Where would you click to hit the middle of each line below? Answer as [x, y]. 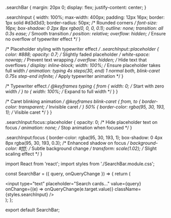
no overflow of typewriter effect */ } [43, 39]
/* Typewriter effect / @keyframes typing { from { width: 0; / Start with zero [85, 86]
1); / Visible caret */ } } [29, 112]
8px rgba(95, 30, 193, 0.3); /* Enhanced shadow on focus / [67, 143]
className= [128, 189]
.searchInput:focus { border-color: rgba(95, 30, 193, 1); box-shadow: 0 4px [84, 137]
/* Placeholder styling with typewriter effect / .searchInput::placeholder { [82, 49]
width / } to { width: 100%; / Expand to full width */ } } [62, 91]
